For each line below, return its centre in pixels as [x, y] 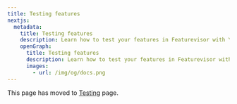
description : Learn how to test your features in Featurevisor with [123, 40]
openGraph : [36, 46]
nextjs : [19, 20]
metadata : [28, 27]
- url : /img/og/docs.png [69, 72]
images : [37, 66]
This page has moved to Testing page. [63, 93]
